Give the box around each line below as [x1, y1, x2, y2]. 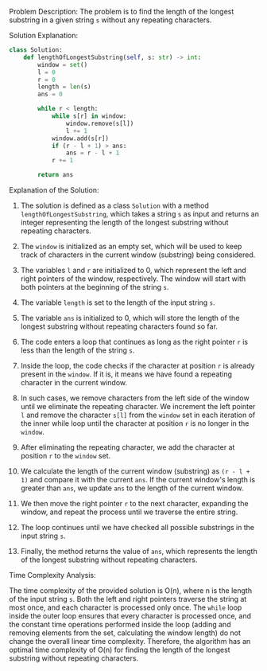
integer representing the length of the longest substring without [20, 218, 229, 227]
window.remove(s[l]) [65, 119, 134, 127]
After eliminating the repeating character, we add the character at [20, 443, 235, 452]
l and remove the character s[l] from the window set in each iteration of [20, 410, 256, 419]
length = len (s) [37, 83, 91, 91]
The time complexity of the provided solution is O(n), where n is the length [9, 586, 253, 595]
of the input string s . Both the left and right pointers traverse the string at [9, 595, 247, 603]
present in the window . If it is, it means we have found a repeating [20, 369, 233, 379]
